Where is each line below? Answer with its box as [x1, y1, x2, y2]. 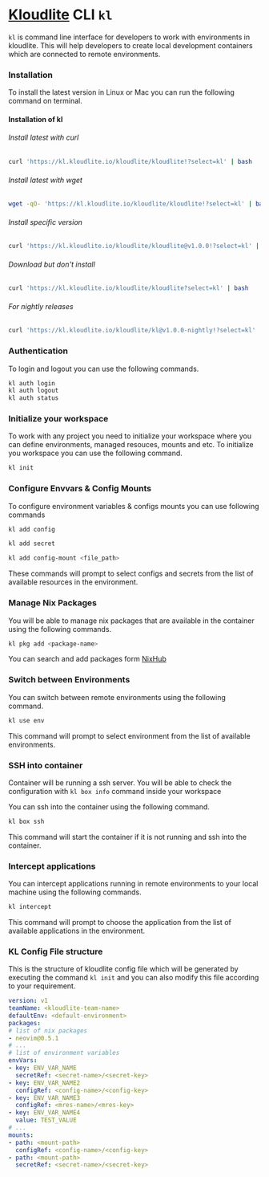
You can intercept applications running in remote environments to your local [8, 879, 259, 889]
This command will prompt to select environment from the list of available [8, 731, 251, 740]
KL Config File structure [8, 946, 103, 957]
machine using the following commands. [8, 887, 142, 897]
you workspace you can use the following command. [8, 448, 183, 458]
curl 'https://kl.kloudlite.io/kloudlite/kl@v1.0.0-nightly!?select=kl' [8, 327, 256, 335]
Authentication [8, 345, 68, 356]
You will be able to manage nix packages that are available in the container [8, 616, 255, 625]
